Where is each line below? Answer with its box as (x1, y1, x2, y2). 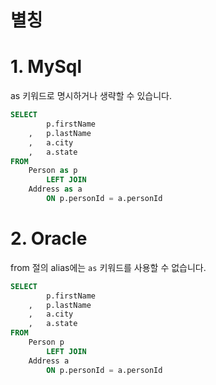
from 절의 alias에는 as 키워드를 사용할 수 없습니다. (10, 261, 207, 273)
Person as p (28, 166, 78, 176)
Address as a (28, 184, 83, 195)
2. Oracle (10, 227, 88, 250)
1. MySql (10, 56, 82, 78)
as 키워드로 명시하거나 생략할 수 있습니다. (10, 90, 172, 102)
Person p (28, 337, 65, 348)
